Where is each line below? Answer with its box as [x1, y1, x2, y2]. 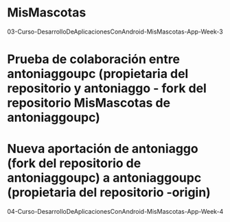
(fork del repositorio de [7, 156, 141, 171]
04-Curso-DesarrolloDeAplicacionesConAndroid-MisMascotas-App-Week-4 [7, 208, 224, 216]
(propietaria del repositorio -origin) [7, 185, 211, 200]
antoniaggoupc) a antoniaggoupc [7, 170, 202, 186]
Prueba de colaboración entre [7, 51, 181, 67]
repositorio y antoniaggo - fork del [7, 81, 207, 97]
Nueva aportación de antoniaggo [7, 141, 198, 157]
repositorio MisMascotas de [7, 95, 170, 111]
